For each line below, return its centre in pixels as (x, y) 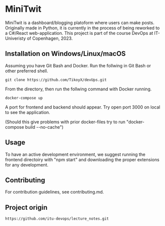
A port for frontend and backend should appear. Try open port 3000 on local (83, 107)
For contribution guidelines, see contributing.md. (55, 192)
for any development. (27, 165)
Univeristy (16, 38)
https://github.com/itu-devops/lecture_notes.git (57, 219)
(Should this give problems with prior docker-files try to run (65, 122)
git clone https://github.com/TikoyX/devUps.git (56, 80)
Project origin (26, 207)
